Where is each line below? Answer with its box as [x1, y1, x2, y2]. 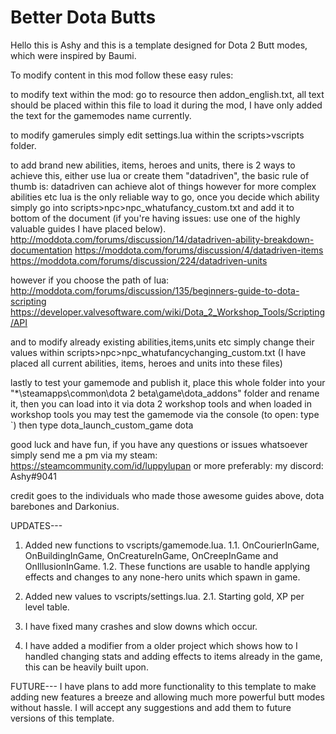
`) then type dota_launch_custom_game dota [10, 419, 194, 431]
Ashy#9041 [10, 470, 57, 482]
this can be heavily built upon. [24, 661, 149, 673]
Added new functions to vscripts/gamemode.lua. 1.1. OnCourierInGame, [24, 539, 320, 551]
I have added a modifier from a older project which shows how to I [24, 639, 298, 651]
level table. [24, 601, 70, 613]
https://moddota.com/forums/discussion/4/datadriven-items [74, 244, 324, 256]
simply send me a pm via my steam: [10, 449, 158, 461]
